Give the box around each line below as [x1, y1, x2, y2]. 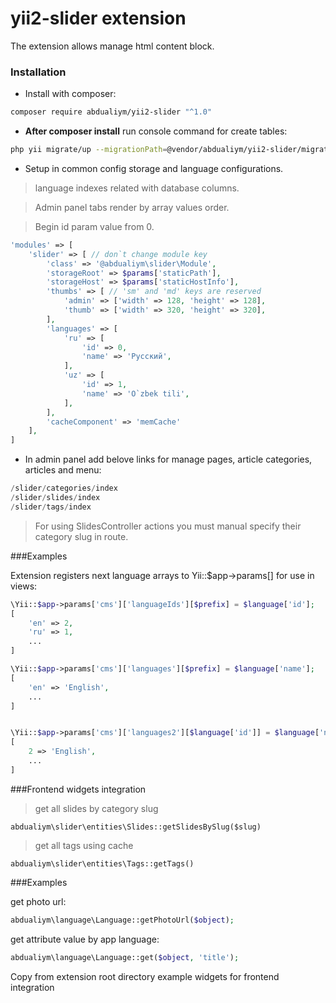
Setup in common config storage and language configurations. [24, 162, 284, 174]
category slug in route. [34, 530, 129, 542]
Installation [10, 65, 67, 79]
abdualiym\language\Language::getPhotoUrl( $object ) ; [10, 915, 235, 925]
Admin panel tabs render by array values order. [34, 201, 230, 213]
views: [10, 580, 38, 592]
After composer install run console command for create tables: [24, 125, 288, 137]
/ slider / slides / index [10, 493, 101, 503]
